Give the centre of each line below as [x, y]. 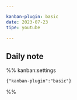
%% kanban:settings [31, 70]
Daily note [25, 56]
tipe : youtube [23, 27]
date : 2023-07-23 [27, 22]
